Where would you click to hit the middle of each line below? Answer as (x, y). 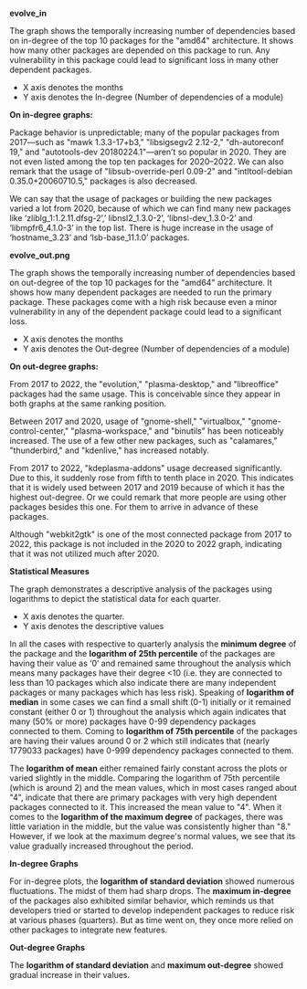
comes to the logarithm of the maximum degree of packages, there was (146, 817)
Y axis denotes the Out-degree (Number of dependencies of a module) (156, 349)
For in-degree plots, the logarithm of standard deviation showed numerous (152, 881)
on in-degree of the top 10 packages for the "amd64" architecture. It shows (152, 41)
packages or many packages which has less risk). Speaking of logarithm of (152, 692)
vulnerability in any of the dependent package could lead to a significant (146, 311)
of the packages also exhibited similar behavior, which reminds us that (142, 900)
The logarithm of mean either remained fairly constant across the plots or (148, 768)
